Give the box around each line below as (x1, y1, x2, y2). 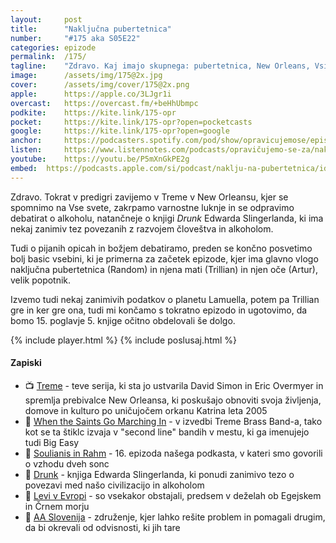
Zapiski (10, 357, 42, 369)
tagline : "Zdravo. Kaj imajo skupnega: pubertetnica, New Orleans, (10, 61, 311, 71)
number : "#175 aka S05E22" (10, 33, 141, 43)
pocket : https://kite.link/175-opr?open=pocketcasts (10, 117, 253, 127)
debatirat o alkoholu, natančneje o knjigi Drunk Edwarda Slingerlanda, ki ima (10, 212, 324, 224)
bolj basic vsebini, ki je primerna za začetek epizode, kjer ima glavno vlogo (10, 252, 319, 265)
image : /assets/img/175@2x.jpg (10, 71, 163, 81)
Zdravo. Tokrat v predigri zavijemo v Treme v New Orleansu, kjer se (10, 191, 289, 203)
